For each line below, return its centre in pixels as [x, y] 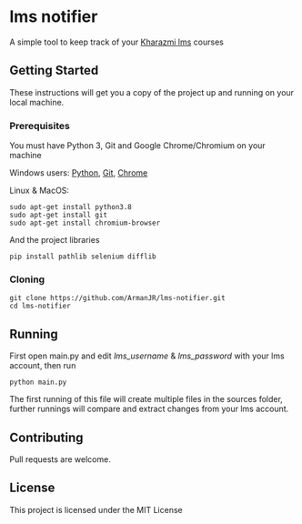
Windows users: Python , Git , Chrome [79, 173]
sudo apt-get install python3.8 [70, 207]
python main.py [38, 383]
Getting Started [54, 71]
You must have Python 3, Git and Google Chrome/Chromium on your [137, 146]
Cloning [27, 279]
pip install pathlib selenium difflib [83, 257]
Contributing [46, 437]
